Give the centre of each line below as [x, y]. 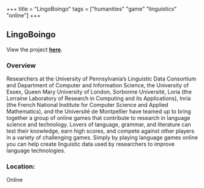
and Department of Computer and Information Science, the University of [97, 85]
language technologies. [36, 151]
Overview [21, 65]
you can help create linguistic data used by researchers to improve [91, 144]
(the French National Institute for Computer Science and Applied [87, 105]
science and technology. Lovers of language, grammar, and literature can [99, 125]
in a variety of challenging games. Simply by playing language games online [102, 138]
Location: [21, 166]
